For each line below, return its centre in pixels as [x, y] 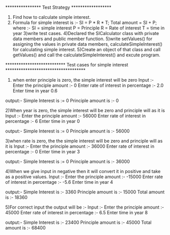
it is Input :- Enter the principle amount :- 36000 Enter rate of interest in [80, 146]
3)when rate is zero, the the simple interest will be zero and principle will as [84, 141]
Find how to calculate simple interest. [52, 17]
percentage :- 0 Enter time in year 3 [43, 152]
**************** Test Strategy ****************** [58, 7]
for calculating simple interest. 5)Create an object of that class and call [87, 49]
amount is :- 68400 [25, 228]
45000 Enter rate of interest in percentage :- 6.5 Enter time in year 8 [77, 212]
